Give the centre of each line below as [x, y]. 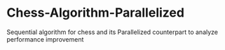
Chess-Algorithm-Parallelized [96, 13]
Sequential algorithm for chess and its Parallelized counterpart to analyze [112, 32]
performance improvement [45, 39]
